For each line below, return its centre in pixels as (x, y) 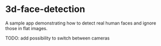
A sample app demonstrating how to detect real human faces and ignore (81, 23)
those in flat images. (26, 28)
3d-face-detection (45, 9)
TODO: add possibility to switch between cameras (57, 38)
